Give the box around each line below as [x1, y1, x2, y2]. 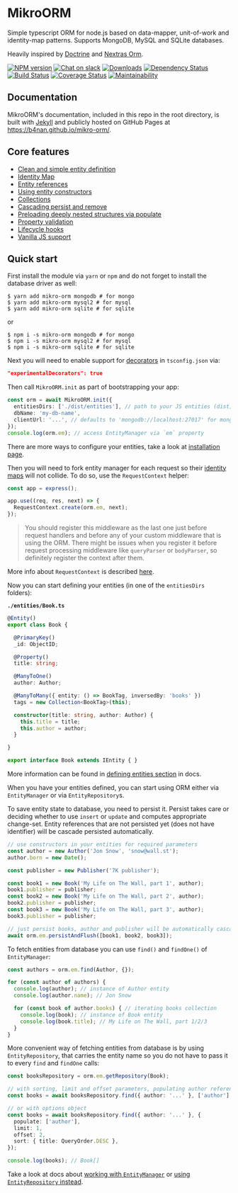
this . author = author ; [20, 725, 87, 732]
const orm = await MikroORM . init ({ [7, 397, 113, 404]
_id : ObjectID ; [13, 640, 59, 648]
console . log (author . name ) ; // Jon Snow [13, 992, 132, 1000]
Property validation [17, 217, 74, 226]
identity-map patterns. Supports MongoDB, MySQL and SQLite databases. [7, 35, 225, 44]
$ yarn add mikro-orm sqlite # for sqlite [7, 305, 135, 312]
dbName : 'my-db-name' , [13, 409, 81, 417]
